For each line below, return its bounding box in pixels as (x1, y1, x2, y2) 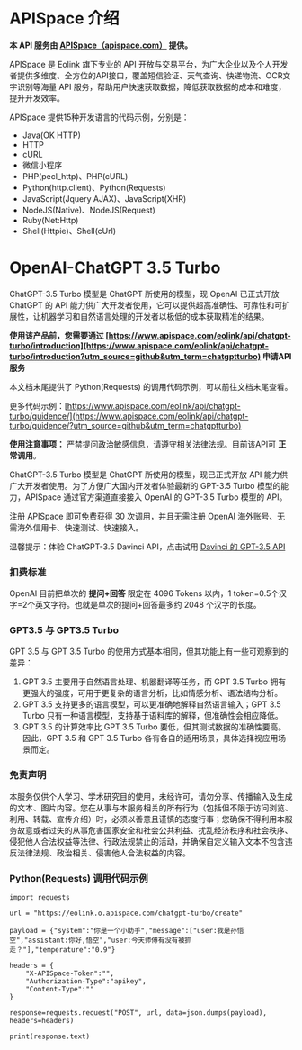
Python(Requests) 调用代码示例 (9, 872, 148, 884)
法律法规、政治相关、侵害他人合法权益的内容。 (16, 847, 191, 858)
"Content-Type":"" (25, 985, 94, 994)
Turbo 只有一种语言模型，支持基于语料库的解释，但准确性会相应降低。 (22, 711, 283, 721)
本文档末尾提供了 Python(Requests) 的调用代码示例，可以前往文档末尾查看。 (9, 381, 293, 392)
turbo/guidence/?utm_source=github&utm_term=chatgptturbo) (9, 420, 242, 430)
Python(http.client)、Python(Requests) (22, 182, 166, 193)
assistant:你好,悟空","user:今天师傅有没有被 (28, 936, 186, 946)
